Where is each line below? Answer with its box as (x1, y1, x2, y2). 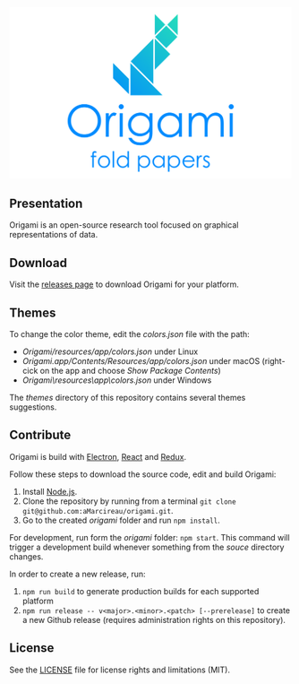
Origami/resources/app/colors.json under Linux (21, 346, 199, 357)
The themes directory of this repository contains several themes (9, 393, 246, 403)
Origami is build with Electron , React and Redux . (9, 451, 186, 462)
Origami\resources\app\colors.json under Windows (21, 375, 212, 385)
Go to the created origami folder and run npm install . (21, 515, 221, 525)
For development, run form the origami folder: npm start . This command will (9, 532, 290, 542)
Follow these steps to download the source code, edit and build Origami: (9, 469, 277, 480)
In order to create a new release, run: (9, 568, 146, 579)
